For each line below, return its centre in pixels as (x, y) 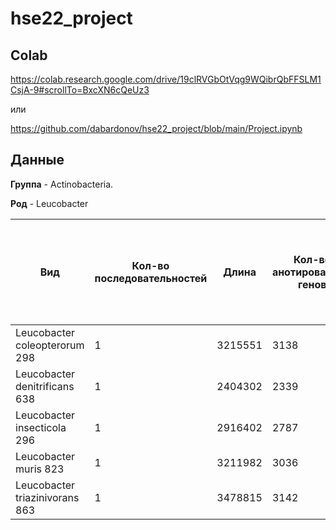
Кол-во (150, 265)
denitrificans (45, 386)
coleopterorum (50, 345)
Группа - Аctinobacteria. (62, 184)
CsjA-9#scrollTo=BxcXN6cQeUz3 (80, 90)
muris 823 (40, 469)
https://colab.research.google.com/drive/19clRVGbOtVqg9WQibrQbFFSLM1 (166, 79)
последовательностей (151, 278)
